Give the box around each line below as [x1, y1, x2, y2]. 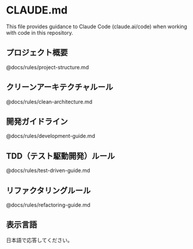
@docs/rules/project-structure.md [6, 63, 89, 70]
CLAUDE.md [6, 4, 68, 17]
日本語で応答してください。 [6, 236, 73, 244]
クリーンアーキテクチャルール [6, 82, 113, 92]
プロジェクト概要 [6, 48, 68, 58]
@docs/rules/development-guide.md [6, 133, 96, 140]
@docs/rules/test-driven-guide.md [6, 167, 90, 174]
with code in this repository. [6, 29, 73, 36]
